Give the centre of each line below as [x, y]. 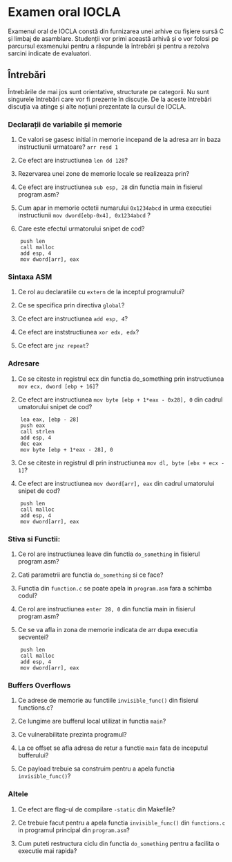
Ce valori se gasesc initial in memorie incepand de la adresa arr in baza [119, 140]
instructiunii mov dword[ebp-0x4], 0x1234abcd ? [84, 215]
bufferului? [33, 755]
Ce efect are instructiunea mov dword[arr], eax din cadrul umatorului [116, 483]
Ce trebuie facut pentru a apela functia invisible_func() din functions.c [122, 823]
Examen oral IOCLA [65, 12]
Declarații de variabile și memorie [65, 124]
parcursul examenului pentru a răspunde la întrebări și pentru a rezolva [109, 46]
